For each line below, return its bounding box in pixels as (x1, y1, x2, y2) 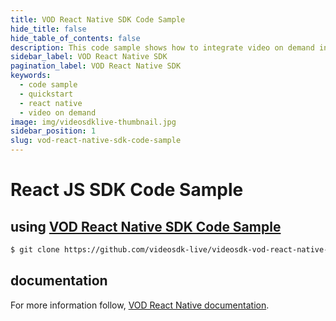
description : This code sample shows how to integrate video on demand (10, 42, 315, 53)
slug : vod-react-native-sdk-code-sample (10, 136, 182, 146)
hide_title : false (10, 24, 87, 34)
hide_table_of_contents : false (10, 33, 141, 43)
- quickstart (19, 89, 74, 99)
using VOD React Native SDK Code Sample (10, 218, 282, 235)
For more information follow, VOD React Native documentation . (10, 299, 270, 311)
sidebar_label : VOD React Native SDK (10, 52, 168, 62)
